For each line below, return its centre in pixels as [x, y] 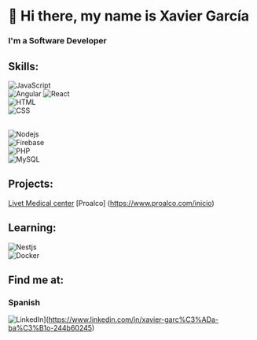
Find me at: [36, 280]
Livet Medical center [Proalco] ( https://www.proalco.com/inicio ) [111, 203]
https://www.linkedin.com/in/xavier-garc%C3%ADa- [133, 319]
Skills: [24, 66]
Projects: [31, 184]
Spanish [24, 302]
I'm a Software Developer [58, 41]
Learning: [32, 228]
